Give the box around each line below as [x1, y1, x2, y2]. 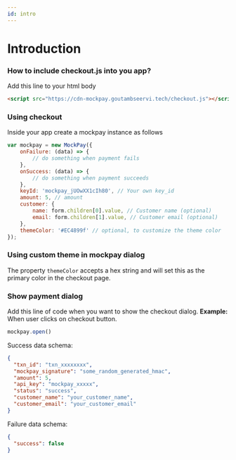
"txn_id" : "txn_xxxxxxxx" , [13, 361, 93, 368]
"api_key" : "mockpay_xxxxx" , [13, 381, 99, 388]
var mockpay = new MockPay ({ [7, 142, 93, 149]
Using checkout [7, 112, 63, 122]
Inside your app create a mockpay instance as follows [7, 128, 164, 137]
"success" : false [13, 440, 65, 447]
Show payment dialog [7, 291, 83, 301]
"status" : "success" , [13, 387, 77, 394]
